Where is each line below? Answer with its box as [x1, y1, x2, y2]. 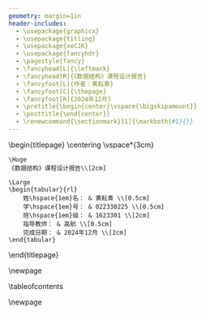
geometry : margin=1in [8, 11, 82, 20]
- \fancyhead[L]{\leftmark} [15, 65, 111, 73]
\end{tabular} [8, 235, 57, 244]
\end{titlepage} [8, 249, 59, 260]
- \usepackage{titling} [15, 34, 96, 43]
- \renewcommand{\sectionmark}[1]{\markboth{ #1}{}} [15, 118, 194, 126]
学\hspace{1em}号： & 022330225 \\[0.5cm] [23, 202, 164, 211]
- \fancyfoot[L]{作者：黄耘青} [15, 80, 114, 88]
